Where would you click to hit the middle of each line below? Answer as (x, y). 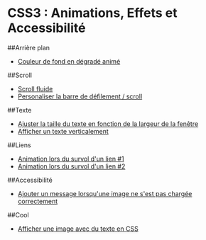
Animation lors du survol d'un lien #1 (71, 159)
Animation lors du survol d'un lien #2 (71, 166)
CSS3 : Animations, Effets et (92, 13)
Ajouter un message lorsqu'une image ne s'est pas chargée (105, 193)
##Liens (19, 145)
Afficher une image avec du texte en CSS (78, 229)
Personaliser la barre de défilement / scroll (80, 96)
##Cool (18, 215)
